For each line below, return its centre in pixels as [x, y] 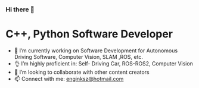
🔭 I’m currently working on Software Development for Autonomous [96, 51]
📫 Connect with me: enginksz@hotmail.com [69, 78]
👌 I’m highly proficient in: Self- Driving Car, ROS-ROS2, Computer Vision [103, 63]
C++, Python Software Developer [89, 34]
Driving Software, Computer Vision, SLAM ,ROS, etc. [79, 56]
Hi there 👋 [20, 10]
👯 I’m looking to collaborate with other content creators [82, 72]
